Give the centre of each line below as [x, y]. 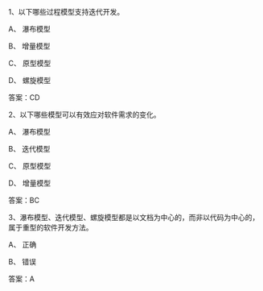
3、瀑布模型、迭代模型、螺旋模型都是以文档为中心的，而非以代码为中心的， [134, 217]
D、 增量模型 [30, 183]
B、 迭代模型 [29, 149]
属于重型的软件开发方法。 [51, 227]
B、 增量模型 [29, 46]
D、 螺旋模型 [30, 80]
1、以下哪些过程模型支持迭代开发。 [66, 12]
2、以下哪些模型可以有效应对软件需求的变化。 [84, 114]
